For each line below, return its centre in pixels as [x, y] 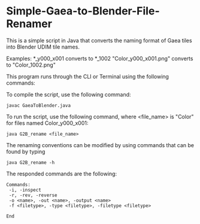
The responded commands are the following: [62, 174]
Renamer [29, 24]
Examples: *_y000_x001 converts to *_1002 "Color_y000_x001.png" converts [100, 58]
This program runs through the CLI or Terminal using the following [88, 76]
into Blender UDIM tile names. [43, 47]
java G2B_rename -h [31, 162]
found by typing [26, 151]
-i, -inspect [25, 190]
